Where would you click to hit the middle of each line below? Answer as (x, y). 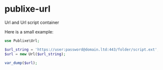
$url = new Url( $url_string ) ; (35, 54)
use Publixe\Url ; (22, 41)
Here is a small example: (29, 32)
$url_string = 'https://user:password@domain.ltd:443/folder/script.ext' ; (82, 50)
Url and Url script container (32, 22)
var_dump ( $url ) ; (21, 63)
